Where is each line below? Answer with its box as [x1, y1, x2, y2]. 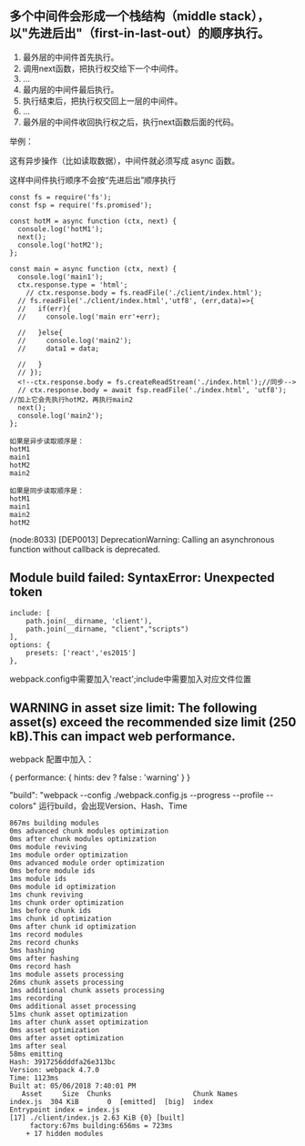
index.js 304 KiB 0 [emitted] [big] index [9, 1098, 214, 1107]
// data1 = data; [17, 344, 100, 353]
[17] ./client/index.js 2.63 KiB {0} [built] [9, 1113, 185, 1122]
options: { [9, 640, 51, 649]
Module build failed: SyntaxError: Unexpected [9, 570, 275, 585]
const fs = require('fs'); [9, 192, 112, 202]
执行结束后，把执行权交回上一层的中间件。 [22, 95, 183, 106]
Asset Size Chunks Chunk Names [21, 1090, 239, 1099]
